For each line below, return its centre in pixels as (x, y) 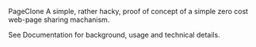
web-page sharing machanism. (59, 20)
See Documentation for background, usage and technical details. (114, 35)
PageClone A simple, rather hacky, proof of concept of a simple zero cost (128, 11)
